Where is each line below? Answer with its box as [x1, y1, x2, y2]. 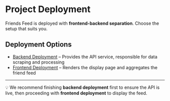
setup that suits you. [5, 25, 48, 31]
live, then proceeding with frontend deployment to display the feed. [5, 90, 148, 96]
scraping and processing [12, 59, 65, 65]
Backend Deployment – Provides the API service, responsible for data [12, 54, 158, 60]
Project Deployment [5, 4, 91, 15]
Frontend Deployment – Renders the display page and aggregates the [12, 64, 158, 70]
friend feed [12, 70, 36, 76]
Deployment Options [5, 40, 72, 49]
